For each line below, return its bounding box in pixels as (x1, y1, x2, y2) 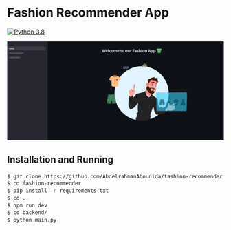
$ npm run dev (7, 202, 48, 209)
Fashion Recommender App (7, 5, 170, 21)
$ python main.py (7, 216, 57, 223)
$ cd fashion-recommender (7, 180, 81, 187)
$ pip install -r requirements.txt (7, 187, 109, 194)
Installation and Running (7, 154, 114, 166)
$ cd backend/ (7, 209, 48, 216)
